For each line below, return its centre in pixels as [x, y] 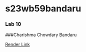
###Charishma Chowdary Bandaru [41, 35]
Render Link [17, 45]
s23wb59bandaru [43, 9]
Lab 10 [13, 24]
